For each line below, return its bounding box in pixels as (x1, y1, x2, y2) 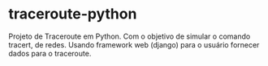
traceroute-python (8, 5, 137, 23)
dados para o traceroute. (8, 48, 92, 58)
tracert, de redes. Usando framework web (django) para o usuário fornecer (8, 39, 260, 49)
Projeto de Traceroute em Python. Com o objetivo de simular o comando (8, 31, 251, 41)
